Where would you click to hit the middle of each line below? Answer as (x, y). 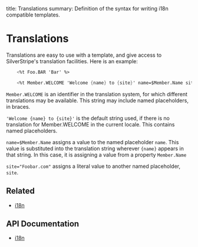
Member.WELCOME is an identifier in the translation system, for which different (97, 94)
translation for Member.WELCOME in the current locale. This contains (90, 124)
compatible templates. (33, 15)
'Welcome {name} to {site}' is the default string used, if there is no (88, 118)
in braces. (18, 106)
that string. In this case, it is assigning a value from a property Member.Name (96, 155)
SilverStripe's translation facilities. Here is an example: (72, 61)
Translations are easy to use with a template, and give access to (84, 55)
